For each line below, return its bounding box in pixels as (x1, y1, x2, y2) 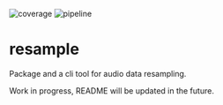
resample (9, 40, 79, 59)
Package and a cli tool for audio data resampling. (9, 68, 187, 79)
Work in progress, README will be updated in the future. (9, 85, 214, 96)
